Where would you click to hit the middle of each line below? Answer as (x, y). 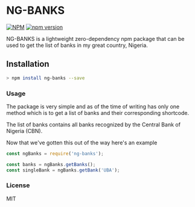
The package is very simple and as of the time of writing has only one (93, 107)
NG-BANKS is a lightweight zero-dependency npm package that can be (95, 39)
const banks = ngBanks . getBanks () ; (51, 164)
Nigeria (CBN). (24, 131)
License (18, 185)
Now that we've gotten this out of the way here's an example (82, 143)
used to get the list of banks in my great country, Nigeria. (77, 45)
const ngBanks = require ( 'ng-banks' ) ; (55, 153)
